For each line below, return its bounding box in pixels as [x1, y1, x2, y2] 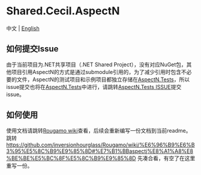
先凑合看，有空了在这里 [137, 154, 196, 162]
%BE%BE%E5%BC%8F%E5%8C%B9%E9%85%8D [6, 154, 136, 162]
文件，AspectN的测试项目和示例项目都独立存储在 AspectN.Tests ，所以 [16, 76, 190, 83]
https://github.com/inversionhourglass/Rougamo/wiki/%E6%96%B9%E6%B [6, 141, 195, 148]
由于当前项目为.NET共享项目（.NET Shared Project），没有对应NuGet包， [6, 61, 187, 68]
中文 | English [6, 24, 40, 32]
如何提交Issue [6, 44, 59, 54]
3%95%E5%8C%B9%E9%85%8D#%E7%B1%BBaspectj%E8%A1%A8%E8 [6, 148, 194, 155]
